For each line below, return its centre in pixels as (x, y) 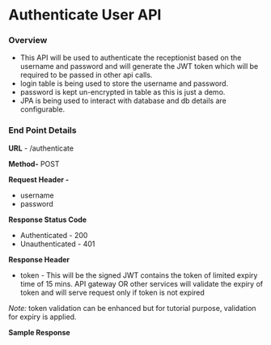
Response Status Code (48, 219)
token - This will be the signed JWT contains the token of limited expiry (139, 275)
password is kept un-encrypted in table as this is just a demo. (123, 92)
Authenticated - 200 (54, 235)
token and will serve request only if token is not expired (112, 292)
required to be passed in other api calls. (86, 75)
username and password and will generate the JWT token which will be (139, 66)
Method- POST (34, 164)
